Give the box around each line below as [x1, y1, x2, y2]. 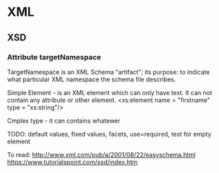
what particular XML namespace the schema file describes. [7, 75, 176, 83]
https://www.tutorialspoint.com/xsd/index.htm [7, 158, 138, 166]
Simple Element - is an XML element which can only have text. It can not [7, 88, 212, 96]
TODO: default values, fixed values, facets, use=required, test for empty [7, 130, 212, 138]
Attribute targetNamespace [7, 52, 101, 62]
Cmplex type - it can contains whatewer [7, 116, 121, 125]
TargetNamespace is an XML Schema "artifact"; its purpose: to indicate [7, 68, 210, 76]
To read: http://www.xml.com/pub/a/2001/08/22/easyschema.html [7, 150, 196, 159]
